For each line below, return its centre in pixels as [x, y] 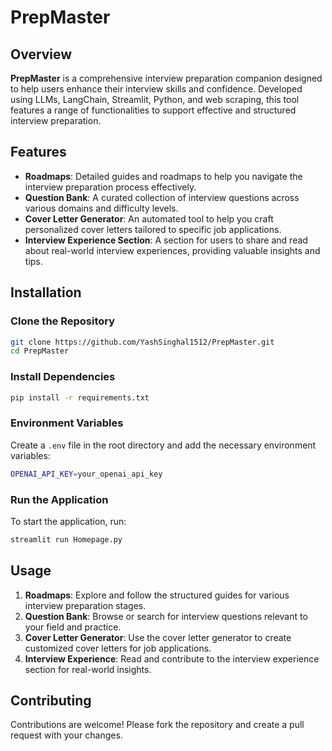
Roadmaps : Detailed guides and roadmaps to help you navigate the [163, 176]
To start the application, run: [68, 521]
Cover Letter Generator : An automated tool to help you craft [149, 218]
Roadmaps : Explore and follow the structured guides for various [157, 595]
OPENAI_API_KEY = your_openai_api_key [86, 474]
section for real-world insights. [88, 669]
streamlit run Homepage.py [66, 539]
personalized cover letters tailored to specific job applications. [153, 229]
